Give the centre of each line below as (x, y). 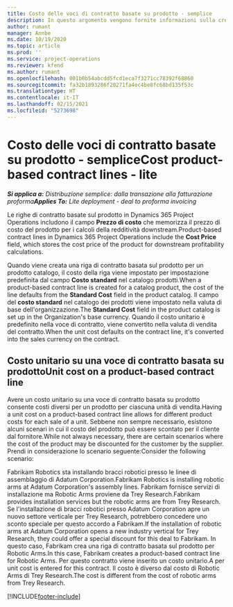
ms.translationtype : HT (42, 91)
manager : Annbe (29, 33)
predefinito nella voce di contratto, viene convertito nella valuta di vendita (112, 324)
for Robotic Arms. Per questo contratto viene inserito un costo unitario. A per (116, 560)
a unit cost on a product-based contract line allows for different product (110, 414)
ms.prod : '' (24, 53)
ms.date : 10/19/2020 (37, 40)
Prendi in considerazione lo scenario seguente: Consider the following (106, 451)
